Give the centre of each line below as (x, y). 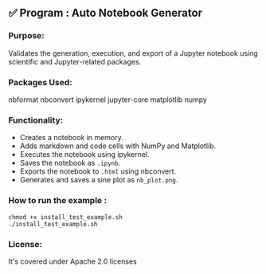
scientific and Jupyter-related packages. (75, 61)
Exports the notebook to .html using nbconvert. (98, 171)
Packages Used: (41, 82)
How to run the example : (58, 201)
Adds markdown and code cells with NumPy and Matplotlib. (118, 146)
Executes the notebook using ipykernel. (84, 155)
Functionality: (36, 120)
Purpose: (27, 36)
